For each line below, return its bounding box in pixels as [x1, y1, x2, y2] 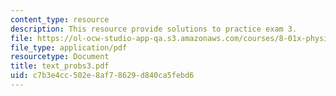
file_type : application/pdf [10, 42, 128, 53]
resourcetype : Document [10, 52, 110, 62]
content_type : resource [10, 14, 110, 25]
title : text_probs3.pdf [10, 61, 110, 71]
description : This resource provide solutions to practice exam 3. [10, 24, 298, 34]
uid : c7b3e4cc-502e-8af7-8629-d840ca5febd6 [10, 71, 195, 81]
